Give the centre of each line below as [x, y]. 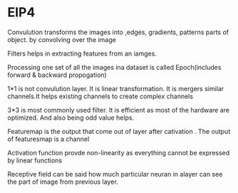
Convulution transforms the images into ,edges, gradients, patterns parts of [118, 32]
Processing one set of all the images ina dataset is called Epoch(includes [114, 67]
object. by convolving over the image [62, 39]
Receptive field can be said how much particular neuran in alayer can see [115, 174]
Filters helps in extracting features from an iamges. [82, 53]
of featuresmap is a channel [48, 139]
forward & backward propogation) [57, 75]
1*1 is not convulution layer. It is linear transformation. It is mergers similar [116, 88]
